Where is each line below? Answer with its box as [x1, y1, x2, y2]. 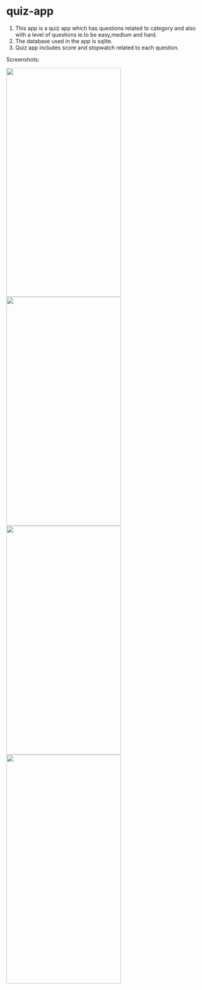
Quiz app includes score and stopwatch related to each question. [15, 44, 179, 51]
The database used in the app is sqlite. [15, 37, 113, 45]
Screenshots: [6, 56, 40, 63]
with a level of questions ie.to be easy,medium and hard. [15, 31, 157, 38]
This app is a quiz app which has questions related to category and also [15, 24, 197, 32]
